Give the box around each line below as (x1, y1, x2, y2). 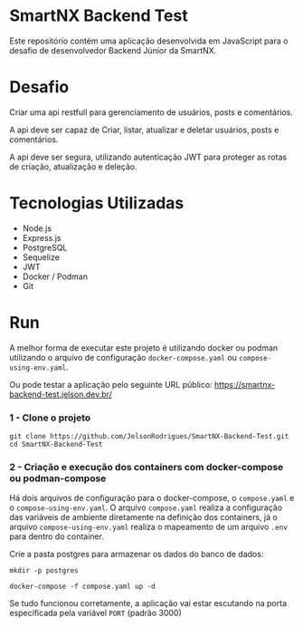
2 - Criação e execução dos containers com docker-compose (9, 460, 284, 473)
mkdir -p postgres (9, 566, 79, 575)
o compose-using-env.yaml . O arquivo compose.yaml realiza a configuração (9, 502, 283, 513)
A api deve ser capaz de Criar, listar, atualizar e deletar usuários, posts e (9, 124, 279, 135)
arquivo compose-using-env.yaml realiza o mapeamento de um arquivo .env (9, 522, 288, 533)
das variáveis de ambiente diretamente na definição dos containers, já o (9, 512, 278, 523)
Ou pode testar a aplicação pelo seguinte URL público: (9, 379, 213, 390)
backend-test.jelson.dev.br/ (9, 389, 113, 400)
